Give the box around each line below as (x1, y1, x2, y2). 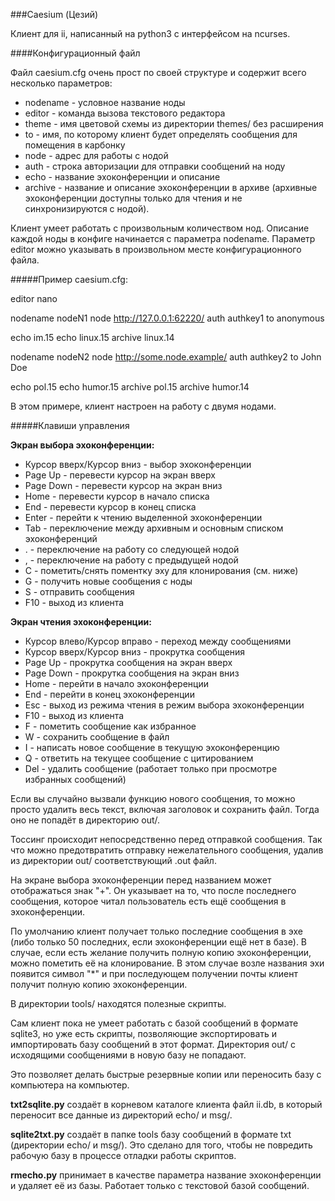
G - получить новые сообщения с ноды (24, 575, 193, 587)
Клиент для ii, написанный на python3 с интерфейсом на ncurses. (10, 28, 291, 39)
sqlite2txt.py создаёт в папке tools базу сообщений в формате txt (10, 1129, 292, 1140)
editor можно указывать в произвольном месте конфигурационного (10, 244, 302, 255)
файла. (10, 254, 40, 266)
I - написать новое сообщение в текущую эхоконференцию (24, 742, 280, 753)
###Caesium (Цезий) (10, 9, 99, 20)
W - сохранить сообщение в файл (24, 731, 170, 743)
